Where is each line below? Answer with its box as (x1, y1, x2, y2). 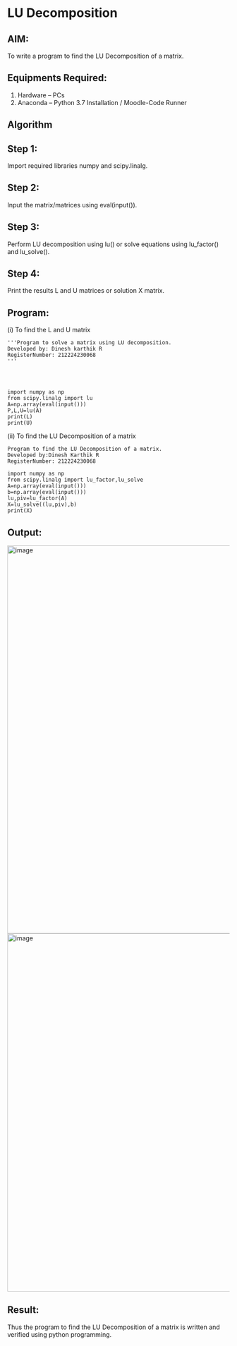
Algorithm (7, 119, 53, 131)
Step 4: (7, 268, 40, 280)
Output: (7, 526, 42, 538)
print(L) (7, 413, 33, 420)
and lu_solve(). (7, 247, 50, 255)
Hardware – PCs (17, 90, 65, 99)
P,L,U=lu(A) (7, 407, 42, 414)
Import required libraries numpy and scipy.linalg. (7, 162, 148, 170)
